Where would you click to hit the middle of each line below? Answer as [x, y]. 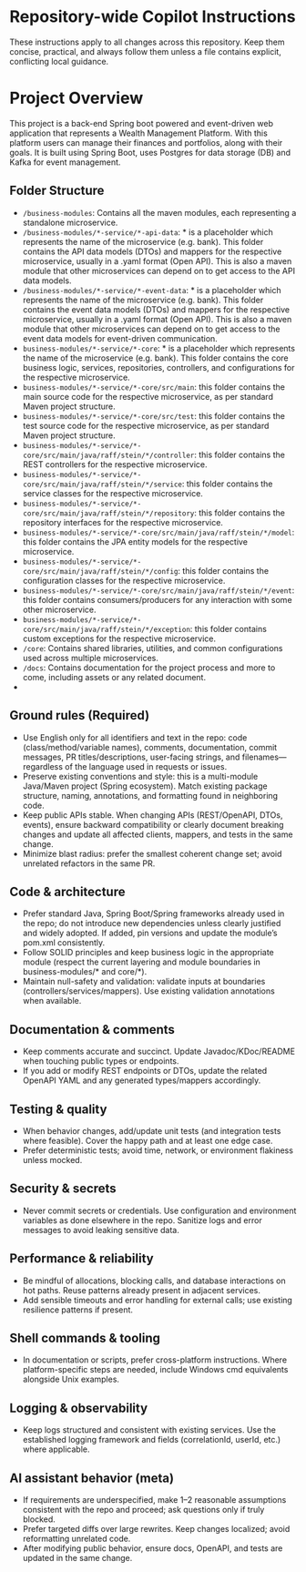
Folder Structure [57, 191]
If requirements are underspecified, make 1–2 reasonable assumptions [154, 1500]
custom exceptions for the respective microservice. [119, 638]
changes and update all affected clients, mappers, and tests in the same [158, 834]
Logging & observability [79, 1408]
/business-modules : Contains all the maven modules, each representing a [159, 212]
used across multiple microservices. [91, 658]
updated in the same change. [77, 1558]
